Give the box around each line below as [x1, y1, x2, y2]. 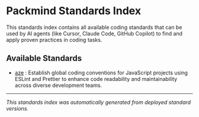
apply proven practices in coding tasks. [6, 36, 102, 43]
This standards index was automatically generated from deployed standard [6, 99, 191, 106]
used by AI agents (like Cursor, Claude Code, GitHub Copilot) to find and [6, 30, 182, 37]
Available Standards [6, 53, 82, 63]
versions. [6, 105, 28, 112]
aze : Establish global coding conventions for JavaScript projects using [14, 69, 188, 76]
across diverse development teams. [14, 82, 102, 89]
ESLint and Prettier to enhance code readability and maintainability [14, 75, 178, 82]
